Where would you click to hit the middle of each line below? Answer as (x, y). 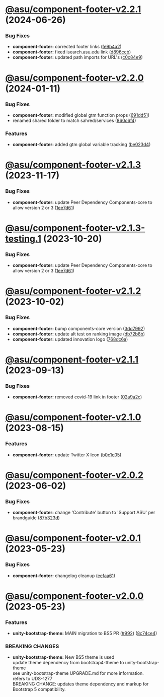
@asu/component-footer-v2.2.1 (73, 9)
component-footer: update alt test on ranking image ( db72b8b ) (78, 334)
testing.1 (23, 238)
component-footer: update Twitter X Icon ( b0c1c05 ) (67, 455)
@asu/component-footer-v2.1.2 (73, 291)
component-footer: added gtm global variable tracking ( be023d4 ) (81, 145)
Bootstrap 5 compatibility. (39, 689)
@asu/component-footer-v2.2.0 (75, 78)
